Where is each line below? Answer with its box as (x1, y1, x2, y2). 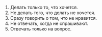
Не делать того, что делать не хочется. (10, 10, 96, 16)
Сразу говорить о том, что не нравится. (10, 15, 97, 21)
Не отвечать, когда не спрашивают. (10, 20, 88, 26)
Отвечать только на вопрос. (10, 26, 72, 32)
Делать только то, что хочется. (10, 5, 78, 10)
